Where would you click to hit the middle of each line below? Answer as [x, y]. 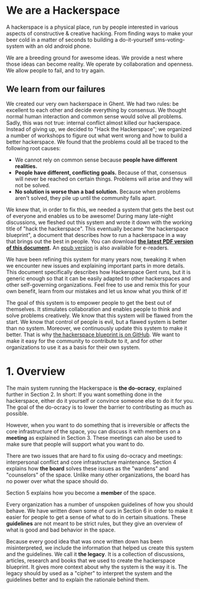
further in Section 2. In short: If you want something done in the [84, 394]
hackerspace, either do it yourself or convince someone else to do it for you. [100, 400]
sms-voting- [170, 40]
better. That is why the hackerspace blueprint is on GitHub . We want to [93, 334]
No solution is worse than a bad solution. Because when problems [98, 192]
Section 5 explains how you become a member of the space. [81, 493]
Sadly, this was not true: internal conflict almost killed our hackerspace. [94, 123]
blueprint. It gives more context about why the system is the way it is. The [97, 567]
